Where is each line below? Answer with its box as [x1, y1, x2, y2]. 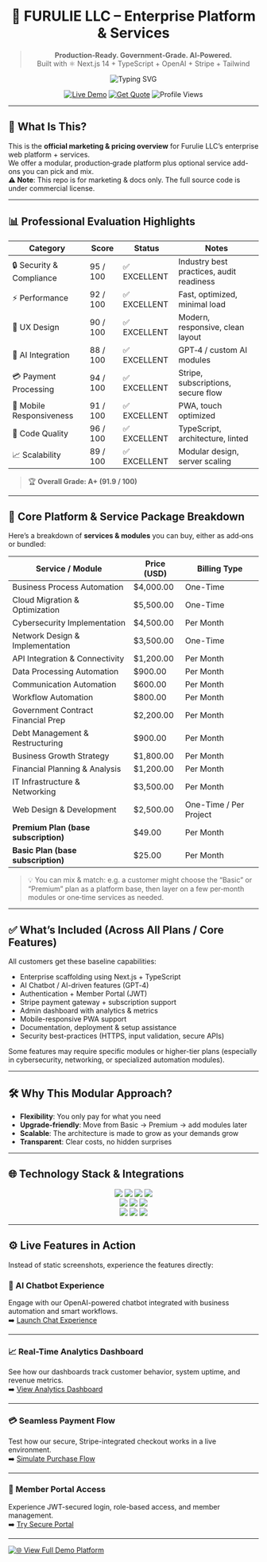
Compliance [12, 273, 57, 284]
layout [178, 331, 202, 343]
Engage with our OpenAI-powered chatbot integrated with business [8, 1297, 230, 1307]
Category [29, 242, 66, 254]
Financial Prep [12, 715, 66, 726]
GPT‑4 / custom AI [178, 344, 248, 355]
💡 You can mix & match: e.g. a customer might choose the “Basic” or [27, 875, 253, 885]
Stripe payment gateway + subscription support [19, 998, 177, 1007]
